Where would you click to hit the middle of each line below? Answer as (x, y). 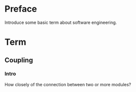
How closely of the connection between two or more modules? (68, 84)
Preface (21, 9)
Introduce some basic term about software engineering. (61, 22)
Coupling (19, 60)
